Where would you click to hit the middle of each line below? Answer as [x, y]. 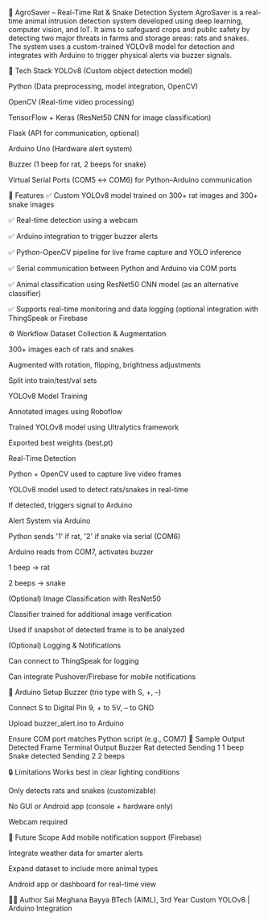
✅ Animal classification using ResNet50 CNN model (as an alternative [124, 284]
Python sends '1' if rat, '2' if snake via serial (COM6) [95, 536]
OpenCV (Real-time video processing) [72, 102]
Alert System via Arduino [49, 520]
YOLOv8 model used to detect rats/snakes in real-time [99, 489]
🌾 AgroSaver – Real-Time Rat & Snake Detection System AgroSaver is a [126, 12]
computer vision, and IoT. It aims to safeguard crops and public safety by [129, 29]
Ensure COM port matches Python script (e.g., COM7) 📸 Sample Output [127, 739]
